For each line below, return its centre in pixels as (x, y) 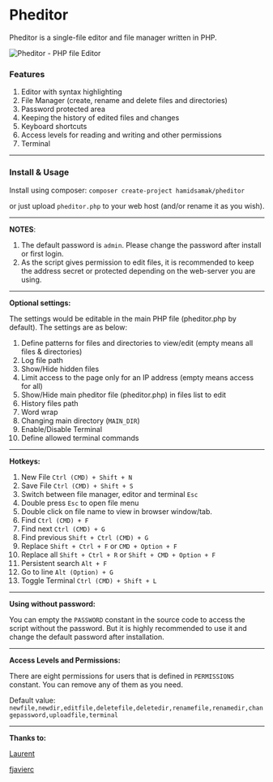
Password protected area (63, 109)
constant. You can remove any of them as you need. (96, 685)
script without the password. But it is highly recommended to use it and (128, 628)
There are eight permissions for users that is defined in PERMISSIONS (122, 676)
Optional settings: (40, 303)
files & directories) (51, 352)
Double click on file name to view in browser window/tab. (117, 511)
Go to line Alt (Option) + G (67, 572)
